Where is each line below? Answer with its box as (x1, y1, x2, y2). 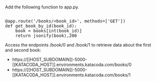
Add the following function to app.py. (5, 4, 79, 10)
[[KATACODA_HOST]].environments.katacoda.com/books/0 (12, 62, 132, 67)
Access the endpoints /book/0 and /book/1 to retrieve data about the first (5, 42, 152, 48)
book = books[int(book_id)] (15, 28, 82, 33)
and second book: (5, 47, 41, 53)
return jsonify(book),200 (15, 33, 77, 38)
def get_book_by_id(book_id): (5, 23, 77, 29)
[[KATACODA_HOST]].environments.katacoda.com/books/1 (12, 72, 131, 78)
